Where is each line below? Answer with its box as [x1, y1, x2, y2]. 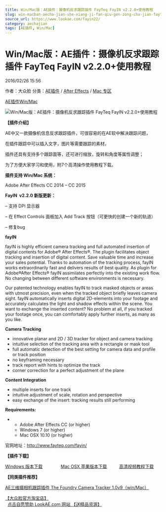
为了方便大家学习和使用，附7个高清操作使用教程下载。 [5, 162, 116, 168]
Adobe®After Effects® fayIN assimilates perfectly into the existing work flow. [5, 270, 161, 276]
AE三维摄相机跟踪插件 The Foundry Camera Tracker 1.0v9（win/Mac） [5, 485, 149, 491]
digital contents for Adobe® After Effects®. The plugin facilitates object [5, 249, 149, 255]
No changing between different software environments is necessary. [5, 275, 145, 281]
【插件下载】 [5, 453, 31, 459]
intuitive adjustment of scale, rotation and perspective [12, 392, 123, 398]
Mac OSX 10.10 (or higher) [19, 432, 73, 438]
